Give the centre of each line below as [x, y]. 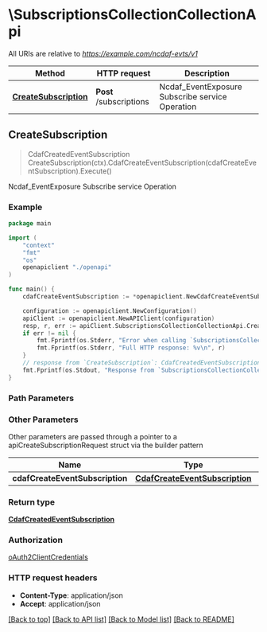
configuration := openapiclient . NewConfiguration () [110, 311]
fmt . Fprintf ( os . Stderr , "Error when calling [112, 341]
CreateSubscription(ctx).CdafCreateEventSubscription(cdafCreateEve [142, 162]
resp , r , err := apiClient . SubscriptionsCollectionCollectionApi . [135, 326]
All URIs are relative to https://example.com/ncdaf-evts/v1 [103, 53]
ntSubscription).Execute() [70, 171]
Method [50, 73]
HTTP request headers [53, 578]
